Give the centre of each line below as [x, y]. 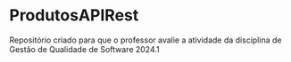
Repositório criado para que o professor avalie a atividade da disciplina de [145, 40]
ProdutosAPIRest [74, 15]
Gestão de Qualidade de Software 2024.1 [85, 49]
